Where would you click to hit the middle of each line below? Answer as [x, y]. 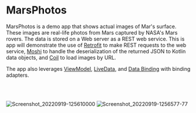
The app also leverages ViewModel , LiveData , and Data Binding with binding [98, 69]
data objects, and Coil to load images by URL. [61, 57]
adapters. [18, 75]
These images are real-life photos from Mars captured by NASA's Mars [92, 32]
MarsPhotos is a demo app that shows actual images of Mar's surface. [92, 26]
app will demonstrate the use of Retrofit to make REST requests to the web [96, 45]
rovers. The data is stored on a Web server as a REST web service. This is [95, 39]
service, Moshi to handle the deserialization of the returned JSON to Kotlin [96, 51]
